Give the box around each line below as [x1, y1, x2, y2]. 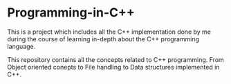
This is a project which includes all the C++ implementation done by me [7, 28, 212, 36]
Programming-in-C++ [7, 5, 135, 21]
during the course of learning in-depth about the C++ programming [7, 34, 199, 43]
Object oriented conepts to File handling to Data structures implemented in [7, 63, 220, 71]
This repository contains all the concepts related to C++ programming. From [7, 55, 225, 63]
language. [7, 42, 36, 50]
